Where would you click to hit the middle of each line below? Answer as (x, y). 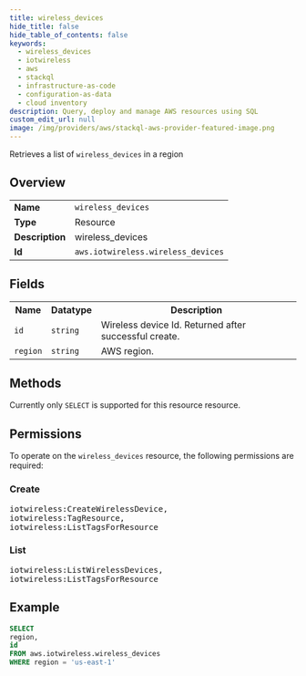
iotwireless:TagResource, (67, 518)
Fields (27, 284)
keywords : (28, 43)
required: (26, 465)
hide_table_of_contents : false (69, 35)
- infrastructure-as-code (67, 86)
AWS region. (127, 350)
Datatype (72, 309)
